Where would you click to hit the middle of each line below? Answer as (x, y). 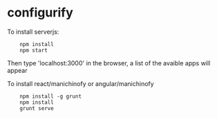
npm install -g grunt (50, 96)
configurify (40, 13)
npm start (34, 50)
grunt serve (37, 108)
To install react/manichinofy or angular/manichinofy (81, 83)
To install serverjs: (33, 32)
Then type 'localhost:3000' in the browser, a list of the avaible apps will (109, 63)
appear (17, 70)
